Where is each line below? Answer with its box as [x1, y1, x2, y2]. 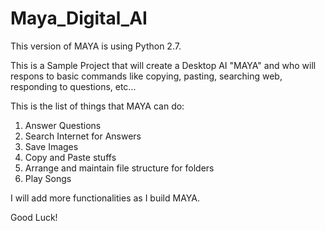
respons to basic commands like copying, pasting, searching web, [10, 70, 283, 82]
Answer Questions [24, 119, 102, 131]
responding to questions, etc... [10, 80, 137, 92]
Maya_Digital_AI [10, 7, 148, 30]
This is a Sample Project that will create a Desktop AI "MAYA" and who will [10, 59, 317, 71]
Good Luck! [10, 211, 58, 223]
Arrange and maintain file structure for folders [24, 162, 215, 174]
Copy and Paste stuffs [24, 151, 117, 163]
